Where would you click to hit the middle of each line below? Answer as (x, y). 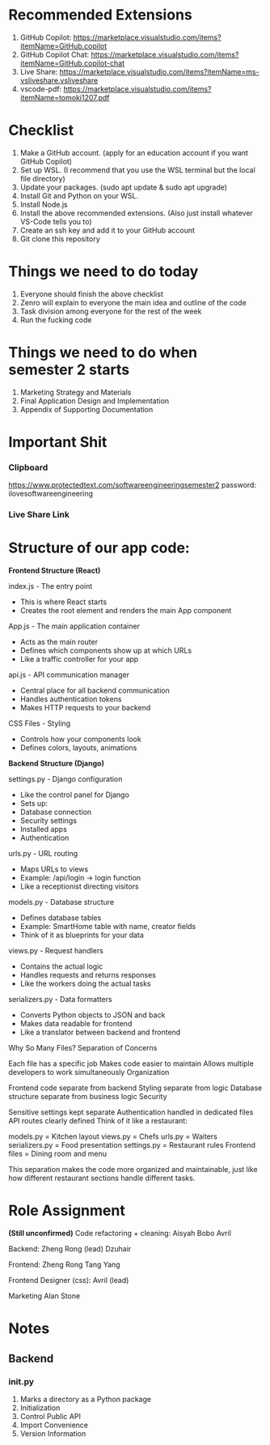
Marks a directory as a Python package (86, 1399)
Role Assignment (67, 1211)
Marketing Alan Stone (44, 1296)
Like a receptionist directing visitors (79, 887)
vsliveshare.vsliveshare (59, 80)
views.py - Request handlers (56, 951)
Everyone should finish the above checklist (91, 294)
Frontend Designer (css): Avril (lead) (69, 1281)
